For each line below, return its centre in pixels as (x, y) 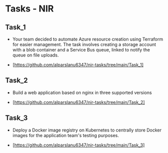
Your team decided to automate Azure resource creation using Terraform (88, 39)
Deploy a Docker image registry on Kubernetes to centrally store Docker (87, 130)
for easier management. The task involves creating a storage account (84, 44)
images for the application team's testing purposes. (66, 135)
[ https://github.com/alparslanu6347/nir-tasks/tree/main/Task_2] (79, 102)
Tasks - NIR (30, 9)
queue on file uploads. (36, 55)
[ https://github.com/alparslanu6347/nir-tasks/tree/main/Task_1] (78, 65)
